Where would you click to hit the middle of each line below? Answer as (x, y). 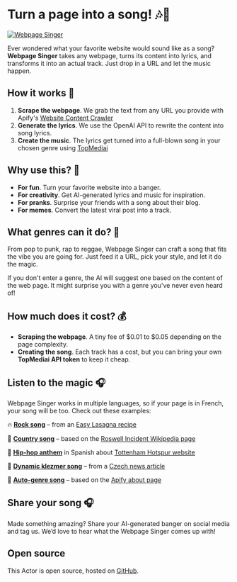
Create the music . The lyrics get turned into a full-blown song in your (119, 140)
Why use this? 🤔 (44, 170)
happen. (19, 71)
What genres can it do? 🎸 (64, 232)
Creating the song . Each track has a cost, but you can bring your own (120, 352)
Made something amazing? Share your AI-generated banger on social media (118, 523)
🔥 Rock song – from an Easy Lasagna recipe (72, 424)
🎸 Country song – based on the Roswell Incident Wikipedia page (102, 438)
